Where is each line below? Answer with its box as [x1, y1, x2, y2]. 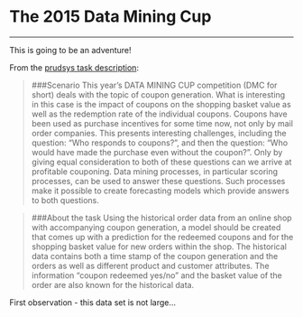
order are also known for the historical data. [31, 279, 195, 290]
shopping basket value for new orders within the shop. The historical [31, 241, 287, 252]
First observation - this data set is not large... [9, 296, 177, 308]
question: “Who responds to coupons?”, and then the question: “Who [31, 137, 289, 148]
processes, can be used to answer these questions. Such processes [31, 175, 286, 186]
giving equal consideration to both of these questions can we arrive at [31, 156, 292, 167]
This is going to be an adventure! [9, 44, 133, 55]
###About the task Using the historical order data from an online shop [31, 212, 292, 223]
